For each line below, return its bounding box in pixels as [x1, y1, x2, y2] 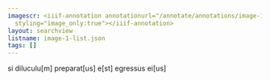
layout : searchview [7, 26, 73, 34]
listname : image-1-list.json [7, 34, 106, 43]
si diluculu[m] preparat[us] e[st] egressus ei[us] [7, 63, 167, 73]
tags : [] [7, 42, 37, 50]
